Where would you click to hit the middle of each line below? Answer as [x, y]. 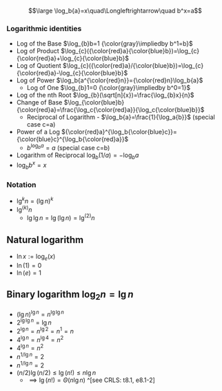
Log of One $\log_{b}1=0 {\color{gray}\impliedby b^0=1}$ [109, 88]
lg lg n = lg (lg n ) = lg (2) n [61, 217]
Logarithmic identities [44, 28]
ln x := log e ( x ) [36, 257]
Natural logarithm [45, 240]
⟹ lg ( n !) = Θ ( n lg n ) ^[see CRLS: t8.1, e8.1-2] [92, 380]
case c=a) [41, 125]
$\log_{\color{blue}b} [94, 102]
